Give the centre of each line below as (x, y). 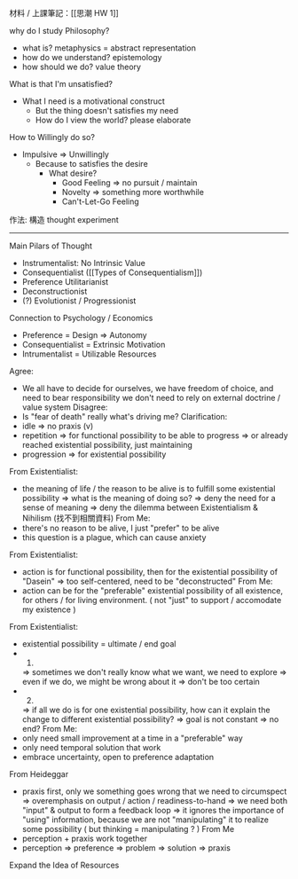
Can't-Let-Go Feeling (100, 201)
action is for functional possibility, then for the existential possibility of (149, 572)
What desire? (73, 173)
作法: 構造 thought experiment (64, 220)
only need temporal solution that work (91, 747)
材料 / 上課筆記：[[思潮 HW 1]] (64, 13)
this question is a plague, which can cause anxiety (114, 538)
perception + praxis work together (85, 838)
